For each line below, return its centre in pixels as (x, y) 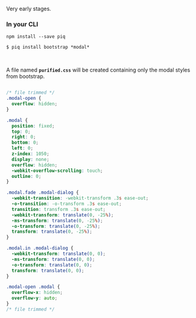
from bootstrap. (25, 76)
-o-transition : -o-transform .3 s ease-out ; (67, 204)
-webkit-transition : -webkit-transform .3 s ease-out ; (80, 198)
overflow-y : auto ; (35, 298)
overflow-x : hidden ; (37, 293)
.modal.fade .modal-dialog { (43, 193)
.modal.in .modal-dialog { (40, 248)
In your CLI (22, 24)
